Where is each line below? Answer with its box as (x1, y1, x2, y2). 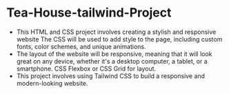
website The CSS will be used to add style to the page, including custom (16, 35, 223, 43)
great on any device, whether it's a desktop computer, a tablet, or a (16, 57, 208, 65)
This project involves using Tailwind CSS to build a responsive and (16, 71, 205, 80)
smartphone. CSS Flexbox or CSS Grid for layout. (16, 64, 157, 73)
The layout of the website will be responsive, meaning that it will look (16, 50, 212, 58)
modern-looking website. (16, 79, 88, 87)
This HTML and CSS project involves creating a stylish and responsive (16, 28, 217, 36)
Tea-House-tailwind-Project (6, 5, 172, 21)
